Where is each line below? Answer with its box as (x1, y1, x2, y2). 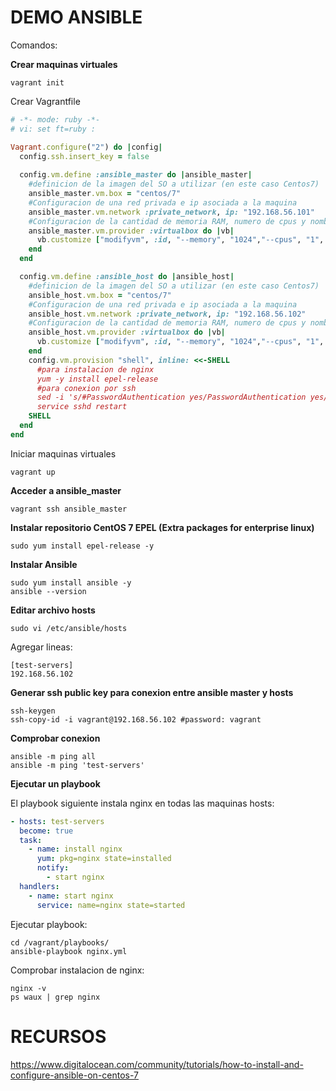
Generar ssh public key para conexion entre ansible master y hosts (10, 686, 294, 698)
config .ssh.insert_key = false (19, 151, 150, 161)
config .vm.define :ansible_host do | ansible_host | (19, 272, 235, 282)
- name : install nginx (28, 844, 123, 855)
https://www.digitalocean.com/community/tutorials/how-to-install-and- (10, 1058, 304, 1070)
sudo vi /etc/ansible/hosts (10, 623, 128, 633)
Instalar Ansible (10, 558, 78, 570)
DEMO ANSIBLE (10, 6, 143, 29)
